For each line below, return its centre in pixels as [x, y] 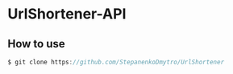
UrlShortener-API [67, 14]
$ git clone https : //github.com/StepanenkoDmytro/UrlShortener [116, 62]
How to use [36, 44]
